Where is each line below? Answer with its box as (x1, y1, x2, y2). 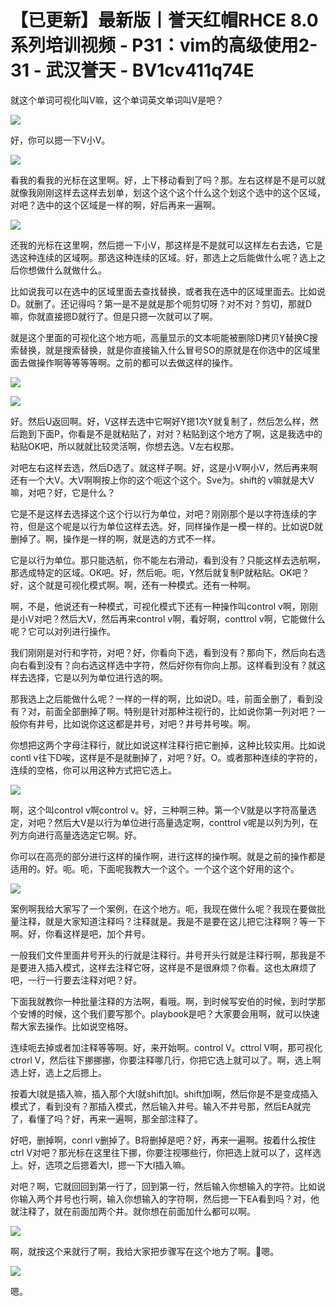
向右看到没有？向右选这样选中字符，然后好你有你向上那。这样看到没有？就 (10, 659, 317, 671)
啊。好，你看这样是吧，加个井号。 (10, 927, 151, 940)
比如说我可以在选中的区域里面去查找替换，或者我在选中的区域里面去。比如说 (10, 285, 326, 297)
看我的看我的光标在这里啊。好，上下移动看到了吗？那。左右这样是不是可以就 (10, 174, 326, 186)
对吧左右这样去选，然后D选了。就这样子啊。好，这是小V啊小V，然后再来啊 (10, 461, 318, 473)
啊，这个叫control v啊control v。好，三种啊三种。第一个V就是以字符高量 (10, 804, 308, 816)
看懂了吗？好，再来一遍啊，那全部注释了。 (27, 1112, 203, 1125)
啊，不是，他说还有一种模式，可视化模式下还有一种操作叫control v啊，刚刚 (10, 600, 318, 612)
